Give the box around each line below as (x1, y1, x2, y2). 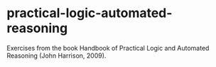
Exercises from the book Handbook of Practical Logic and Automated (6, 43, 210, 52)
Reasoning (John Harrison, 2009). (6, 51, 107, 60)
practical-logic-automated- (6, 5, 173, 21)
